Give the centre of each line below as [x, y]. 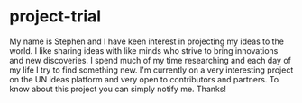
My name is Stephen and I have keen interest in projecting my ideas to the [146, 41]
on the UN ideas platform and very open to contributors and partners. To [144, 79]
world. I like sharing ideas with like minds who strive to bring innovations [144, 50]
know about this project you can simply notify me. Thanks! [118, 89]
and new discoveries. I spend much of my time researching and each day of [150, 60]
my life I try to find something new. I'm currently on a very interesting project [151, 70]
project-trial [55, 17]
